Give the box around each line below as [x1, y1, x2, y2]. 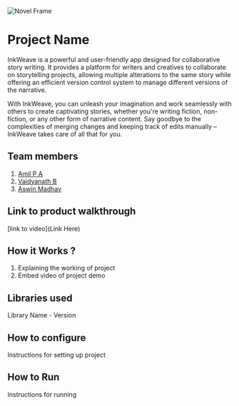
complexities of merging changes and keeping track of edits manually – [7, 122, 218, 131]
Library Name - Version [7, 311, 76, 320]
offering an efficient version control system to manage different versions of [7, 78, 228, 86]
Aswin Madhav [17, 184, 62, 193]
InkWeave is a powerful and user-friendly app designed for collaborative [7, 55, 220, 64]
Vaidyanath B [17, 177, 57, 186]
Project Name [7, 32, 90, 48]
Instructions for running [7, 390, 77, 399]
